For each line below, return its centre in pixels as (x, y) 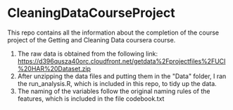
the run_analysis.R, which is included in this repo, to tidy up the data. (117, 83)
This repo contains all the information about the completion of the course (113, 32)
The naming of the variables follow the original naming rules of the (114, 91)
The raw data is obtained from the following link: (88, 54)
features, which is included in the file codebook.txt (91, 98)
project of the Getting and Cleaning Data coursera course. (92, 39)
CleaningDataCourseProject (91, 13)
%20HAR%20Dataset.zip (54, 68)
